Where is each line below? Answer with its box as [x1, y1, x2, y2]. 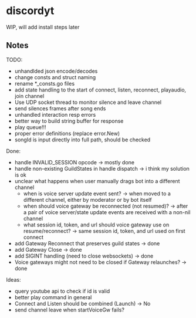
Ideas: [6, 276, 21, 283]
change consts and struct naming [14, 73, 96, 80]
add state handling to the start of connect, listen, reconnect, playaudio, [14, 86, 187, 93]
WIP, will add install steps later [6, 23, 80, 31]
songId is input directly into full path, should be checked [14, 136, 151, 143]
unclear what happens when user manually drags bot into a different [14, 177, 180, 184]
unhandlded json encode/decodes [14, 67, 98, 75]
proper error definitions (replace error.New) [14, 130, 120, 137]
